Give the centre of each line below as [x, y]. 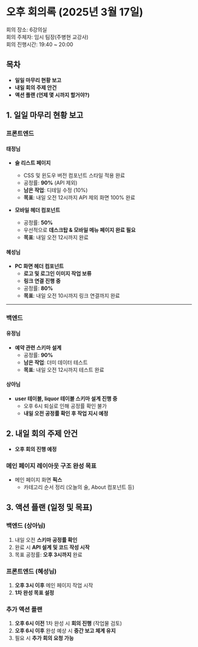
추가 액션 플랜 [24, 609]
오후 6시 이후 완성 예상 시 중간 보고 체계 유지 [65, 631]
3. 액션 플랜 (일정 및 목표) [49, 507]
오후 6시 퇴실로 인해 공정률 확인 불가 [65, 406]
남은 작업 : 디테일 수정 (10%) [56, 190]
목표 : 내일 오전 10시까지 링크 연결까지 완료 [72, 296]
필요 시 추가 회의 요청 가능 [44, 638]
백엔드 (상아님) [26, 526]
